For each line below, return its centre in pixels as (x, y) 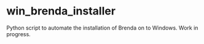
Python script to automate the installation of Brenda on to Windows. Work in (102, 28)
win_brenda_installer (61, 11)
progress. (18, 34)
